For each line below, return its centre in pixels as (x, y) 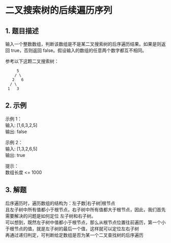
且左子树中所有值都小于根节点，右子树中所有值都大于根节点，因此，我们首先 (85, 209)
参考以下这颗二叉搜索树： (32, 61)
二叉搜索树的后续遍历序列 (59, 10)
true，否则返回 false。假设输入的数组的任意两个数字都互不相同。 (79, 50)
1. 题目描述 (22, 31)
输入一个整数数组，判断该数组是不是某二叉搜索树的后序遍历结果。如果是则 (83, 44)
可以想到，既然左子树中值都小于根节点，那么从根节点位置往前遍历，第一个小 (85, 222)
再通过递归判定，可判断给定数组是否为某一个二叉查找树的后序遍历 (74, 235)
